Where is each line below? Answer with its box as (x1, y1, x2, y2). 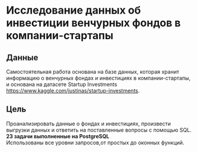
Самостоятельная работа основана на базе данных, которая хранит (6, 68, 180, 75)
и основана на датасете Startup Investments (6, 81, 117, 88)
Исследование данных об (6, 4, 141, 17)
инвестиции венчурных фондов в (6, 16, 181, 30)
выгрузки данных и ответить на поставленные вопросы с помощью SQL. (6, 126, 192, 134)
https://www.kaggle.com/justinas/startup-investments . (6, 87, 140, 94)
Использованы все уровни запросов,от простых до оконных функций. (6, 139, 185, 146)
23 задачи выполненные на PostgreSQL (6, 132, 110, 140)
